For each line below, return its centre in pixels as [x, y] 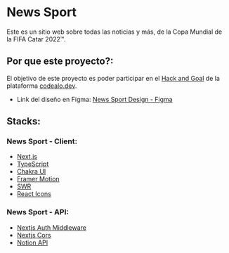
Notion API [32, 242]
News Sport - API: [38, 212]
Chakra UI [31, 171]
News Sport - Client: [42, 141]
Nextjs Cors [34, 235]
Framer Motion [38, 179]
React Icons [34, 194]
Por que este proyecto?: [60, 61]
